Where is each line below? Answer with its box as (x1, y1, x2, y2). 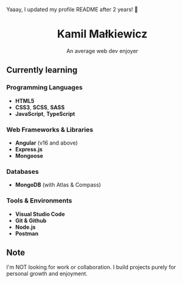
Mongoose (15, 152, 44, 159)
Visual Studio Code (15, 210, 65, 218)
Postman (15, 229, 38, 237)
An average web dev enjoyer (66, 47, 139, 54)
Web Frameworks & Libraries (6, 125, 93, 134)
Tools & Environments (6, 196, 72, 205)
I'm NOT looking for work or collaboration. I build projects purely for (6, 263, 177, 271)
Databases (6, 167, 39, 176)
